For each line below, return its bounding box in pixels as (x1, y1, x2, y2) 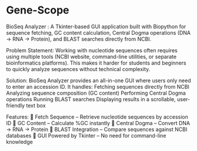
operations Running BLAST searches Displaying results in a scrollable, (6, 95, 176, 103)
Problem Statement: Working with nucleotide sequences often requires (6, 46, 178, 53)
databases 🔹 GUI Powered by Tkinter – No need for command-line (6, 132, 166, 139)
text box (26, 102, 46, 109)
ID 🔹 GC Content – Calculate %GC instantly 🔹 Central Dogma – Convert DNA (6, 119, 191, 126)
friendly (6, 102, 25, 109)
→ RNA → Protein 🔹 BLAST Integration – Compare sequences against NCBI (6, 126, 188, 133)
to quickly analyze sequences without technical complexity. (6, 65, 151, 72)
